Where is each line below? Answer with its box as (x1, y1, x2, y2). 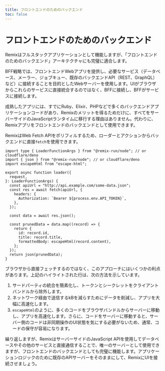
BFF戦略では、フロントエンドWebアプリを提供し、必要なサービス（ (5, 69, 143, 74)
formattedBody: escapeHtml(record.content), (18, 239, 111, 244)
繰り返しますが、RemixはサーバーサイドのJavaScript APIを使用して (5, 336, 142, 342)
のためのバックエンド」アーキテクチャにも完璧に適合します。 (5, 58, 130, 64)
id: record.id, (18, 230, 50, 236)
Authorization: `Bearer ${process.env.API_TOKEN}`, (18, 196, 127, 201)
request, (9, 175, 28, 180)
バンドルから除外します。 (12, 289, 65, 295)
